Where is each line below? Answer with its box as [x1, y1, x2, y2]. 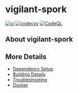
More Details [5, 52, 47, 61]
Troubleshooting [12, 77, 47, 83]
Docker [12, 82, 29, 88]
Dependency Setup [12, 66, 54, 72]
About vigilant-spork [5, 35, 73, 44]
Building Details [12, 71, 46, 77]
